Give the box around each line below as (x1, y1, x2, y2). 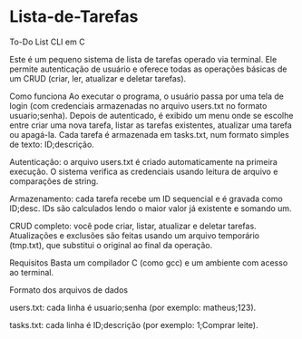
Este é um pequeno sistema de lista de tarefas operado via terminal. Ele (9, 53, 278, 64)
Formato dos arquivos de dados (9, 284, 129, 295)
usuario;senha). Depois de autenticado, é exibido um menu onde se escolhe (9, 110, 294, 121)
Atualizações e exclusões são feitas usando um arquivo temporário (9, 229, 260, 241)
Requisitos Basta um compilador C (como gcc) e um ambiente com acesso (9, 257, 288, 268)
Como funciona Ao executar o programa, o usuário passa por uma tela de (9, 91, 284, 102)
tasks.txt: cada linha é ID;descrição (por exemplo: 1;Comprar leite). (9, 319, 258, 330)
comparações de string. (9, 175, 99, 187)
